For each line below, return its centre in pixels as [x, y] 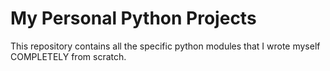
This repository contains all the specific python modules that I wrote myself [165, 46]
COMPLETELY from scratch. [68, 56]
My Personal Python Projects [133, 18]
